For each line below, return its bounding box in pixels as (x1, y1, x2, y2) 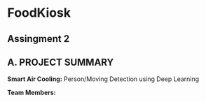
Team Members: (7, 89, 56, 97)
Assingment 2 (7, 33, 70, 45)
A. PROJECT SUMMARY (7, 56, 114, 68)
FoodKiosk (7, 5, 71, 21)
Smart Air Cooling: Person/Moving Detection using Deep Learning (7, 75, 200, 83)
